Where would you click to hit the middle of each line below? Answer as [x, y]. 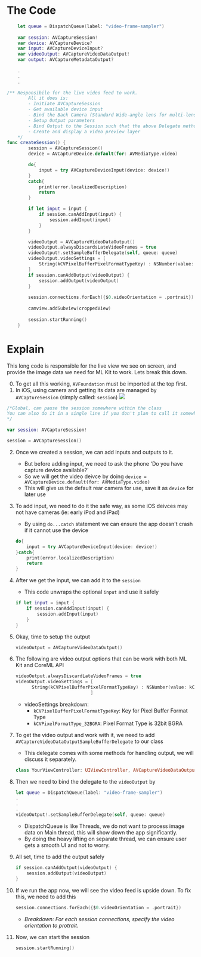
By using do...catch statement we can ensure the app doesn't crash [109, 524]
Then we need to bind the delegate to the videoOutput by [85, 781]
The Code [31, 10]
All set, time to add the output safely [60, 857]
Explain [25, 349]
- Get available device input [66, 109]
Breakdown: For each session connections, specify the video [99, 919]
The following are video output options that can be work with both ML [101, 659]
